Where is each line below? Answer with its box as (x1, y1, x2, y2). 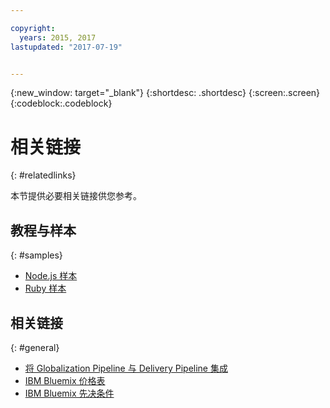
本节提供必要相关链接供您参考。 (10, 190, 142, 202)
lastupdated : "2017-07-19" (10, 42, 123, 52)
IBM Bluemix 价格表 (24, 374, 106, 386)
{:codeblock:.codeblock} (10, 97, 113, 110)
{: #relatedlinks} (10, 169, 77, 181)
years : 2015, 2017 (19, 32, 97, 43)
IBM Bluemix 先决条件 (24, 387, 115, 399)
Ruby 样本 (24, 282, 67, 295)
